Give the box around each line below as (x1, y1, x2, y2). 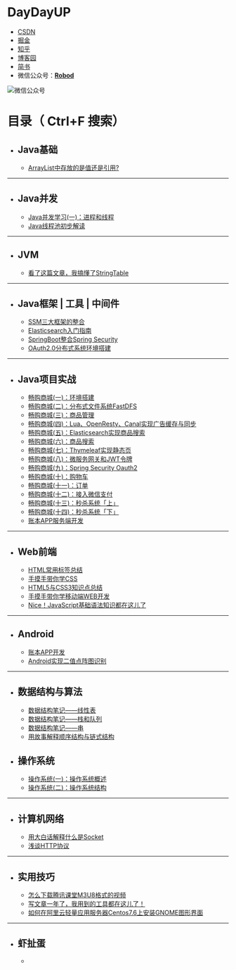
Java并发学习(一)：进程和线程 (27, 213, 114, 221)
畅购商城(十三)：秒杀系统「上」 (27, 499, 119, 508)
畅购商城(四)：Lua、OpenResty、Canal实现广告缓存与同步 (27, 420, 197, 428)
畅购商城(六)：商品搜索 (27, 437, 95, 446)
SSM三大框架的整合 (27, 317, 86, 326)
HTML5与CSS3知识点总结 (27, 584, 103, 591)
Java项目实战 (17, 373, 77, 385)
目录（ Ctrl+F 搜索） (7, 113, 125, 130)
